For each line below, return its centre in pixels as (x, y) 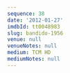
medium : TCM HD (29, 53)
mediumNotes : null (34, 59)
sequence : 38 (26, 14)
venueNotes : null (32, 46)
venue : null (24, 40)
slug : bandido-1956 (35, 33)
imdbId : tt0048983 (34, 26)
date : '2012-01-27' (35, 20)
